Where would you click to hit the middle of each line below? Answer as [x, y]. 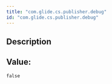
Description [29, 42]
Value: [19, 62]
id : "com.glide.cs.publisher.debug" [52, 17]
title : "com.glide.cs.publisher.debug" [57, 12]
